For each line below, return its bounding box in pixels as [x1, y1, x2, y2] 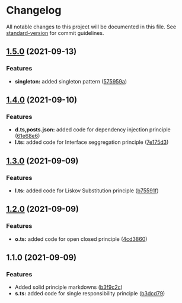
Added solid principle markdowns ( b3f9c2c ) [14, 283, 123, 291]
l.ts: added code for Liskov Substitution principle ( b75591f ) [14, 187, 159, 194]
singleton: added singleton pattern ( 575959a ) [14, 78, 127, 85]
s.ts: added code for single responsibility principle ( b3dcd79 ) [14, 290, 165, 297]
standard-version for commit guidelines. [6, 29, 104, 36]
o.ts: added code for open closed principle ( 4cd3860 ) [14, 235, 148, 243]
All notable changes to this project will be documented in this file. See [6, 23, 177, 30]
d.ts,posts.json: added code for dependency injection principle [14, 126, 171, 133]
